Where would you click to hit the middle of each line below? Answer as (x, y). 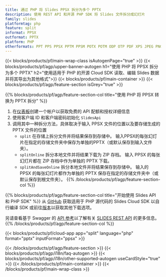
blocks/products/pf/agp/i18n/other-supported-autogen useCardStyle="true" (83, 258)
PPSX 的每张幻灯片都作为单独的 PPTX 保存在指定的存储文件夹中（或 (89, 173)
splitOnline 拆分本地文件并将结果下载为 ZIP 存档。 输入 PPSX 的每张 (90, 154)
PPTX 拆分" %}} (31, 101)
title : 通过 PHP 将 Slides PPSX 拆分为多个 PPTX (53, 10)
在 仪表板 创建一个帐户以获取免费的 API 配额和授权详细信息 (71, 111)
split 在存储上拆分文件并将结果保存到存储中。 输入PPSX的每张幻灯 (88, 136)
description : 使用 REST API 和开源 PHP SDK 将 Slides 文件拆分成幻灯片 (75, 14)
